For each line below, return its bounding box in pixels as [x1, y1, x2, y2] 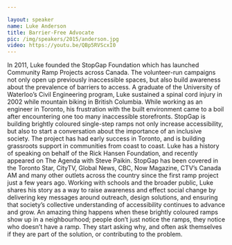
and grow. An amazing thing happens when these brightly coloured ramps [7, 208, 218, 217]
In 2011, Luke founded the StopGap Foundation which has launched [7, 61, 199, 69]
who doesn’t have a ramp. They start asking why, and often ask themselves [7, 223, 222, 231]
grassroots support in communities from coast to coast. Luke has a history [7, 142, 220, 150]
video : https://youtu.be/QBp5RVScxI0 [7, 42, 116, 49]
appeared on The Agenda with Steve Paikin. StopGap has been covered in [7, 156, 219, 165]
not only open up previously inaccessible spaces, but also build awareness [7, 75, 221, 84]
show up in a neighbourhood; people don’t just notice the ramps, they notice [7, 215, 226, 224]
